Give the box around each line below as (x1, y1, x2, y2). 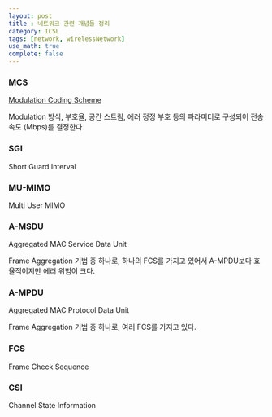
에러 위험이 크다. (43, 266, 96, 276)
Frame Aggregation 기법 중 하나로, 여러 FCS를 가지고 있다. (8, 323, 196, 332)
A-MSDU (8, 221, 45, 232)
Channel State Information (8, 401, 96, 410)
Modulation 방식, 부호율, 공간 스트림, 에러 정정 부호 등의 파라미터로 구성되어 (8, 112, 249, 122)
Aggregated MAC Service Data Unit (8, 239, 127, 249)
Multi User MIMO (8, 200, 66, 210)
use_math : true (8, 42, 60, 50)
